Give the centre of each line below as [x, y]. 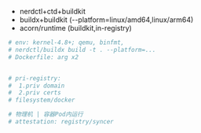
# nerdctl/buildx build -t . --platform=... [82, 50]
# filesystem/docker [42, 100]
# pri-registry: [35, 78]
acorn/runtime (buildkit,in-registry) [75, 28]
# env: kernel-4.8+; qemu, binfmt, [66, 42]
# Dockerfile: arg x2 [44, 57]
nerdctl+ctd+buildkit [53, 11]
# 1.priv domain [37, 86]
